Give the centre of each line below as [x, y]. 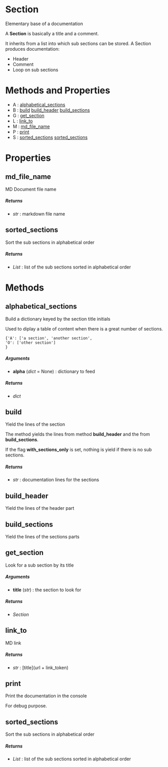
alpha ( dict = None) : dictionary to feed [54, 371]
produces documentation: [32, 49]
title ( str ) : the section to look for [47, 590]
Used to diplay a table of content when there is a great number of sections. [84, 328]
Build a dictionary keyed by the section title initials [58, 319]
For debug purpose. [26, 706]
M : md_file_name [31, 126]
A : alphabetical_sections [39, 105]
